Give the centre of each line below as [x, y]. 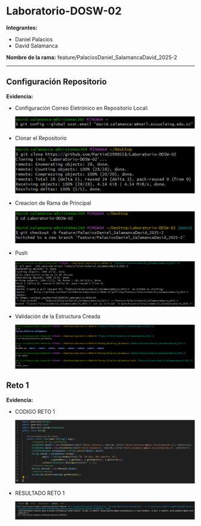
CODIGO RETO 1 [35, 411]
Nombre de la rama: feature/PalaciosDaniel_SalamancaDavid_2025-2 [92, 57]
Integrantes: [22, 28]
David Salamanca [36, 46]
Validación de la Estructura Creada [57, 316]
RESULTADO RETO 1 [39, 493]
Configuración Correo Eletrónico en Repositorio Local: [81, 108]
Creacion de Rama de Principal [53, 203]
